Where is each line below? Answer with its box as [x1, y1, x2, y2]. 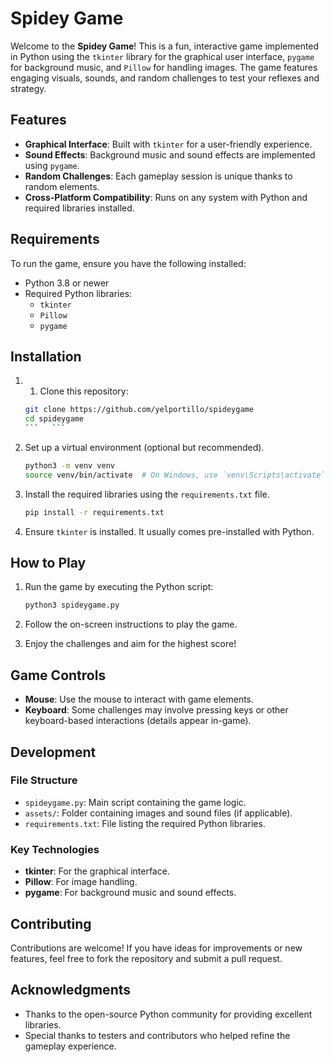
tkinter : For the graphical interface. [24, 865, 170, 877]
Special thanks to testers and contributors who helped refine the [24, 1029, 291, 1041]
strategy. [10, 82, 47, 94]
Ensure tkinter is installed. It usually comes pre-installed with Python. [24, 525, 315, 537]
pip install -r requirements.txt [24, 507, 165, 517]
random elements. [24, 180, 100, 192]
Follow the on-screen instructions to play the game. [24, 618, 238, 631]
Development [10, 743, 97, 761]
